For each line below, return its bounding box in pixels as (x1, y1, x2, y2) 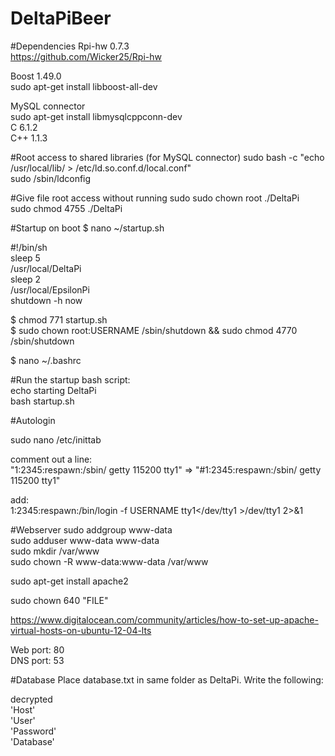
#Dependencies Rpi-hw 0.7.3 (10, 40, 130, 52)
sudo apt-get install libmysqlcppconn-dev (10, 110, 183, 122)
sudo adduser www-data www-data (10, 534, 160, 546)
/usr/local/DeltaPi (10, 262, 82, 274)
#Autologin (10, 414, 56, 426)
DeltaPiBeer (10, 7, 112, 30)
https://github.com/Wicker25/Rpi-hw (10, 50, 162, 62)
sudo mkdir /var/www (10, 545, 100, 557)
